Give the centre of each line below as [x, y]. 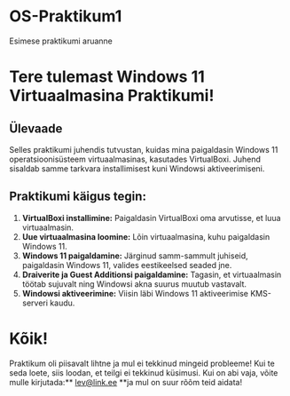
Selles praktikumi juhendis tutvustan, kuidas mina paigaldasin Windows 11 [144, 149]
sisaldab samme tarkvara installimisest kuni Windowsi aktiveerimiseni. [137, 168]
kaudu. [63, 303]
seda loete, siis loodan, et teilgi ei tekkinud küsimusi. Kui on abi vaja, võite [144, 372]
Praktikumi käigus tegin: [78, 197]
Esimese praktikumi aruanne [61, 41]
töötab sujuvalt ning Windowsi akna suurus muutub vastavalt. [134, 284]
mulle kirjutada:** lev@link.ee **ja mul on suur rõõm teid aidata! [125, 382]
